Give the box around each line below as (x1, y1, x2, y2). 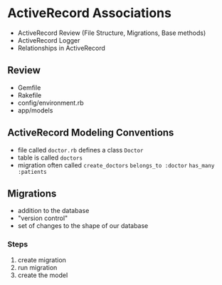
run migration (17, 263, 58, 271)
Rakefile (17, 90, 42, 99)
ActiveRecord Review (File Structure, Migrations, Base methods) (17, 28, 206, 37)
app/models (17, 105, 53, 115)
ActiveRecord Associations (7, 5, 172, 21)
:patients (17, 168, 48, 175)
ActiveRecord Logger (17, 36, 80, 44)
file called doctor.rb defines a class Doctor (17, 145, 144, 154)
